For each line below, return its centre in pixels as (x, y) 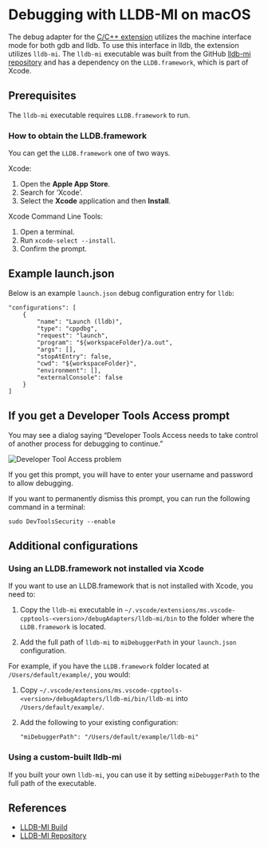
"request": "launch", (73, 335)
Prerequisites (42, 96)
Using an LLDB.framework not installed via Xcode (106, 568)
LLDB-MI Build (43, 827)
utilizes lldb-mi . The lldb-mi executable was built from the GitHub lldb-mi (130, 53)
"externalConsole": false (80, 377)
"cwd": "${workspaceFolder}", (87, 363)
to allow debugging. (41, 483)
